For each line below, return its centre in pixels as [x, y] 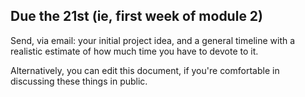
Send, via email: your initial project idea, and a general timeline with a [153, 40]
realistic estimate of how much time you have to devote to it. [134, 51]
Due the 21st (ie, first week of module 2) [137, 16]
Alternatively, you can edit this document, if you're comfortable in [145, 70]
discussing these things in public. [79, 81]
